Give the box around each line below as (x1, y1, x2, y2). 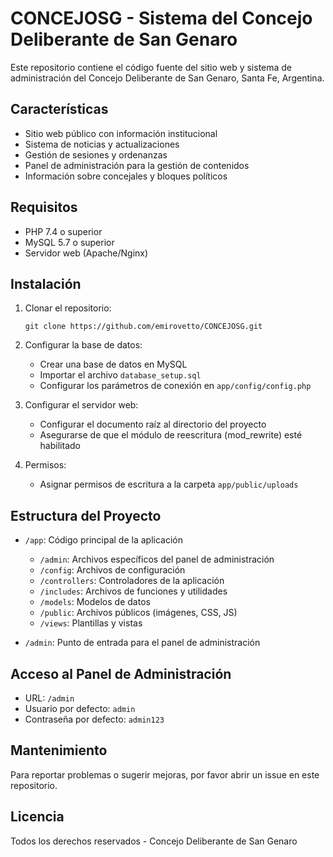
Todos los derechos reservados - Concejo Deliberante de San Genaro (10, 835, 298, 847)
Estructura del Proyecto (10, 507, 162, 524)
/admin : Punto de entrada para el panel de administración (24, 637, 261, 649)
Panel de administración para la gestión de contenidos (24, 159, 250, 171)
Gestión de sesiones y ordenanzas (24, 148, 168, 161)
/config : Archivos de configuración (39, 564, 186, 576)
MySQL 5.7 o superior (24, 236, 115, 248)
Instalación (10, 275, 82, 292)
